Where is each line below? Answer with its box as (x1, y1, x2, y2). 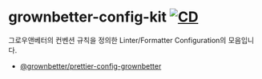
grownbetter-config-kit (8, 8, 167, 26)
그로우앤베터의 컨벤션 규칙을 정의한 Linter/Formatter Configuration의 (8, 35, 227, 45)
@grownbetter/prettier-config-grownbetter (19, 61, 162, 71)
